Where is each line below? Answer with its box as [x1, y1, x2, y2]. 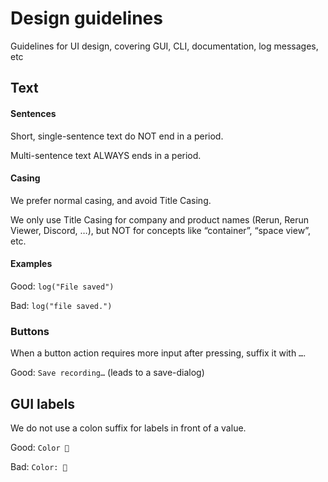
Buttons [10, 324, 50, 338]
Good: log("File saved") [10, 280, 115, 292]
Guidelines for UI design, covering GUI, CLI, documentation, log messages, [10, 40, 319, 52]
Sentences [10, 107, 57, 119]
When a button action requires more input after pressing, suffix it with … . [10, 347, 307, 359]
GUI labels [10, 395, 76, 412]
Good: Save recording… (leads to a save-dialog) [10, 367, 205, 379]
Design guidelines [10, 7, 163, 30]
